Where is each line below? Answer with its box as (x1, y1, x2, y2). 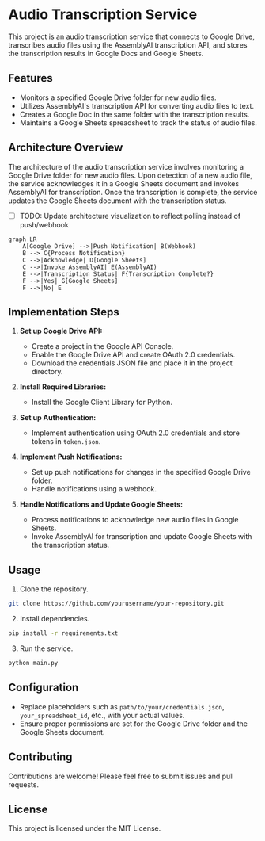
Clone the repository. (19, 584, 89, 594)
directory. (31, 367, 63, 377)
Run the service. (19, 644, 74, 653)
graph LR (8, 235, 37, 243)
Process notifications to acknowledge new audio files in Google (31, 515, 239, 525)
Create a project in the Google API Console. (31, 342, 174, 351)
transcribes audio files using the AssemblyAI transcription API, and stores (8, 40, 248, 49)
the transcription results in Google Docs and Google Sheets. (8, 48, 204, 58)
